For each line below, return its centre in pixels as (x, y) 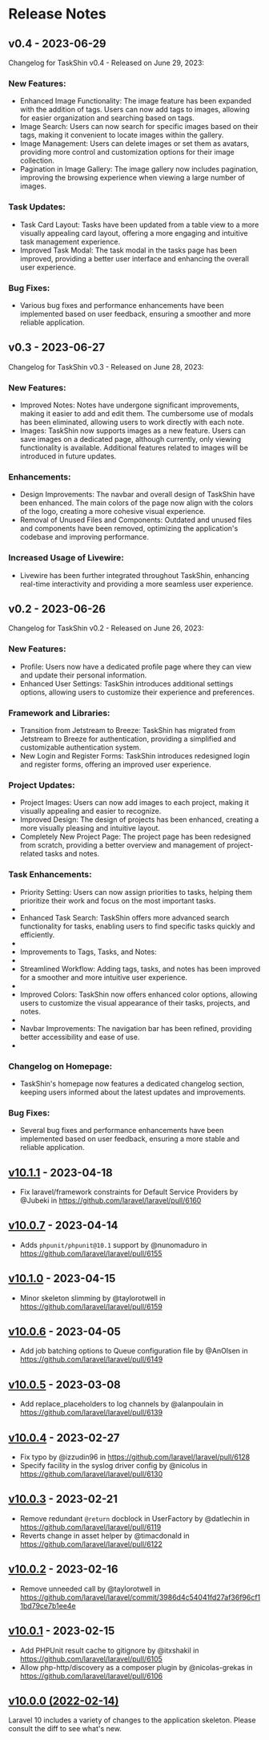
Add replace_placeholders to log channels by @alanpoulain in (122, 1404)
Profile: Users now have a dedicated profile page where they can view (136, 666)
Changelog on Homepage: (60, 1066)
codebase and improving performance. (84, 537)
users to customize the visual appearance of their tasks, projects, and (135, 1002)
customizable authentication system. (80, 747)
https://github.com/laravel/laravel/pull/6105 (91, 1659)
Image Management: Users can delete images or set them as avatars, (134, 144)
